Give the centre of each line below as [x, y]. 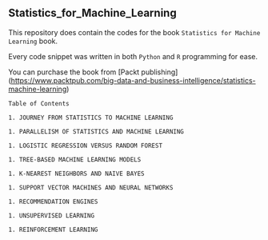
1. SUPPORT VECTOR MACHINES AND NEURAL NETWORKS [91, 187]
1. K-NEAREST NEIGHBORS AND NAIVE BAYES [77, 174]
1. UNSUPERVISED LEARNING [51, 215]
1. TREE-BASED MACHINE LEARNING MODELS [75, 159]
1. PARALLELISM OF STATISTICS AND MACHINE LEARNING [96, 131]
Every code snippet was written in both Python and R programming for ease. [133, 56]
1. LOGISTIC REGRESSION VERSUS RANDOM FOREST [85, 146]
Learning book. [33, 41]
